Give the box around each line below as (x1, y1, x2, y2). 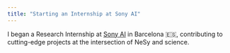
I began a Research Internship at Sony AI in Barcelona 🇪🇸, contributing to (7, 30, 223, 38)
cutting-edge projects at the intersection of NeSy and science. (7, 37, 190, 46)
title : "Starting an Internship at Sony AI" (7, 10, 141, 18)
